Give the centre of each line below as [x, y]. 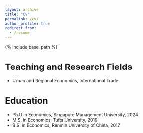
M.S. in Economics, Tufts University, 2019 [55, 120]
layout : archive [22, 10]
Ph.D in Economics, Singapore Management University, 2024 [75, 114]
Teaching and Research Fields [69, 67]
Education [27, 101]
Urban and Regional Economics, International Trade [65, 80]
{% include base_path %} [31, 47]
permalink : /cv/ [22, 19]
